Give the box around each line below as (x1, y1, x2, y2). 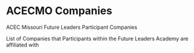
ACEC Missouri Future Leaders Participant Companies (6, 24, 137, 31)
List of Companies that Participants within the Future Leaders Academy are (6, 35, 189, 42)
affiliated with (6, 41, 40, 48)
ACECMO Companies (6, 4, 113, 18)
